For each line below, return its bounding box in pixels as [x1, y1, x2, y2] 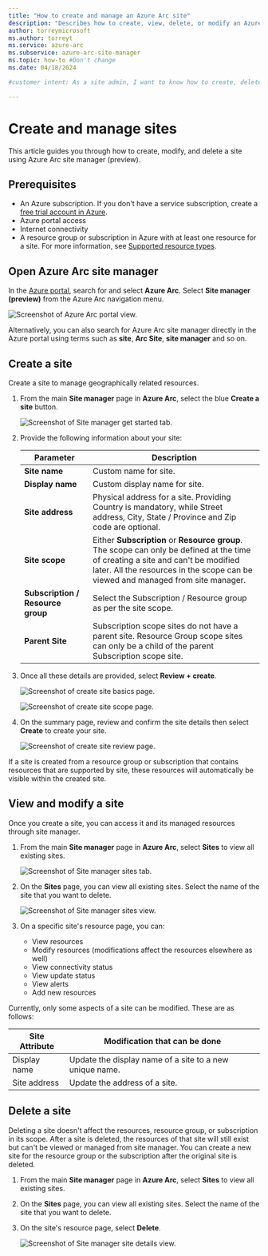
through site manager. [8, 827, 81, 836]
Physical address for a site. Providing [93, 492, 231, 502]
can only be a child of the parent [93, 640, 214, 652]
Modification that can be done [103, 1035, 222, 1047]
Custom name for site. [93, 465, 175, 476]
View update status [31, 971, 96, 980]
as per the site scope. [93, 603, 174, 613]
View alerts [31, 979, 69, 988]
